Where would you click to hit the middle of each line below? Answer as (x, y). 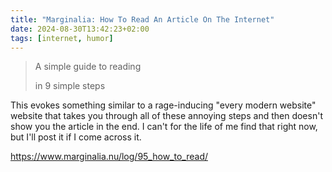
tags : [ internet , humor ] (62, 38)
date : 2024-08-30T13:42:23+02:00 (80, 29)
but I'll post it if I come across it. (76, 137)
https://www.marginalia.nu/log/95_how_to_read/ (109, 157)
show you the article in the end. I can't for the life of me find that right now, (164, 127)
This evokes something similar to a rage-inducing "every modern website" (163, 105)
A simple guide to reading (88, 67)
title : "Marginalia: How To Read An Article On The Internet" (142, 19)
